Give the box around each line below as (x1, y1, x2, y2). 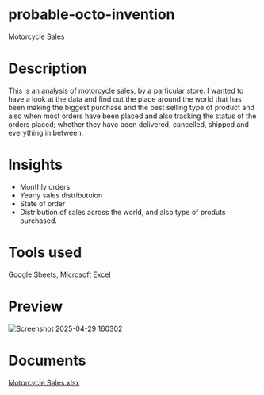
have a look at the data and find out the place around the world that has (8, 94, 242, 104)
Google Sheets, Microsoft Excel (8, 270, 111, 279)
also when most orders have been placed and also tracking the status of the (8, 111, 257, 121)
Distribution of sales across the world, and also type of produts (19, 207, 226, 217)
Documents (8, 351, 86, 370)
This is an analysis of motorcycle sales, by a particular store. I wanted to (8, 86, 244, 95)
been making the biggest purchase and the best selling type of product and (8, 102, 255, 112)
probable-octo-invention (8, 6, 176, 24)
